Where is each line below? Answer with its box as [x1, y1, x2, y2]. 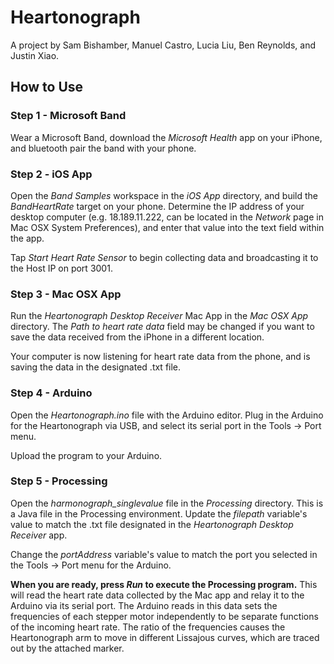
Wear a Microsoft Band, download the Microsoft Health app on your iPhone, [10, 131, 323, 143]
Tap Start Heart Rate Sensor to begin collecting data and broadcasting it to [10, 251, 319, 263]
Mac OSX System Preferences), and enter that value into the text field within [10, 221, 325, 233]
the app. [10, 232, 45, 244]
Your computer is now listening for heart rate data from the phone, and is [10, 351, 311, 363]
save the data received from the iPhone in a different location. [10, 331, 265, 343]
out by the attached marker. [10, 642, 125, 654]
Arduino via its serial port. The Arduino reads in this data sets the [10, 599, 278, 611]
